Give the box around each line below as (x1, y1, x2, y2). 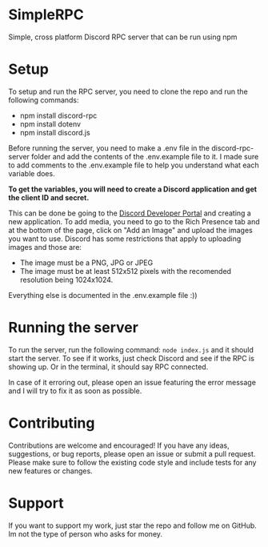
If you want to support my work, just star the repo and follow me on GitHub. (8, 521, 258, 530)
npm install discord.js (19, 127, 90, 137)
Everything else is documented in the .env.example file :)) (8, 290, 198, 300)
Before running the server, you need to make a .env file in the (8, 143, 210, 153)
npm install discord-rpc (19, 111, 98, 120)
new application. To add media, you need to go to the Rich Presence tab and (8, 216, 260, 226)
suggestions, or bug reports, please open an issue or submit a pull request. (8, 448, 256, 458)
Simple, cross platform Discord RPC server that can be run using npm (8, 32, 238, 42)
